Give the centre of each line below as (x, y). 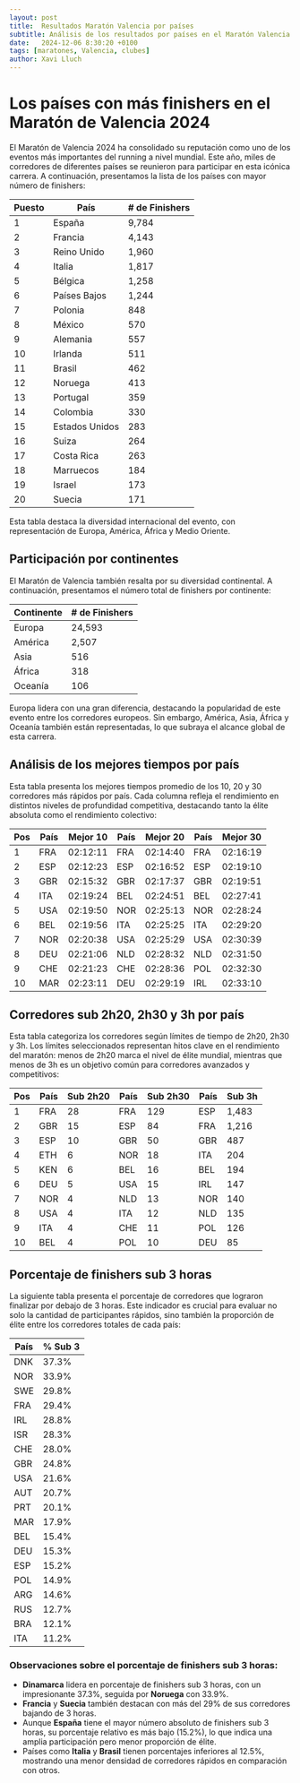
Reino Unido (79, 252)
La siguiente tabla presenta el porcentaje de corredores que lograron (137, 1296)
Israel (65, 485)
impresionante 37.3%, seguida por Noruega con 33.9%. (125, 1694)
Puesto (29, 207)
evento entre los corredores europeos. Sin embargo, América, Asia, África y (149, 717)
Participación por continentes (94, 560)
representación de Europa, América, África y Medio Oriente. (120, 530)
